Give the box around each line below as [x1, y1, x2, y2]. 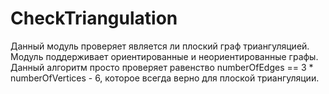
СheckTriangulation [10, 7, 178, 30]
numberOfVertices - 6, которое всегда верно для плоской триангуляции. [10, 72, 320, 84]
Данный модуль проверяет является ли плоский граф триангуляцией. [10, 40, 310, 52]
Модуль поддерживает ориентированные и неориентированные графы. [10, 50, 319, 62]
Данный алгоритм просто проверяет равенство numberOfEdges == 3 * [10, 61, 314, 73]
